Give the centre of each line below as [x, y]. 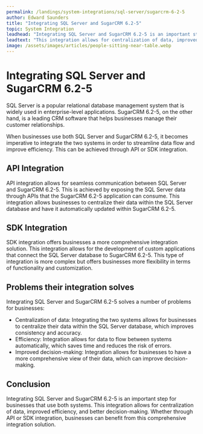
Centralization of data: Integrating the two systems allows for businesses [106, 320]
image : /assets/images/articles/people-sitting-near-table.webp [89, 46]
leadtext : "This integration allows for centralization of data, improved [102, 40]
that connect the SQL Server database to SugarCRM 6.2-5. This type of [95, 255]
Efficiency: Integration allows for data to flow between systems [93, 339]
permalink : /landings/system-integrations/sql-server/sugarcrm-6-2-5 [96, 12]
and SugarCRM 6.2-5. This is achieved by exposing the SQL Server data [96, 189]
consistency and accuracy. [48, 333]
